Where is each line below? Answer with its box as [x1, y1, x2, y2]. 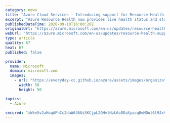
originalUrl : [5, 26, 33, 31]
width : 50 [18, 83, 39, 88]
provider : [5, 59, 26, 64]
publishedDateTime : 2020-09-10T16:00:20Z [5, 21, 94, 27]
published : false [5, 50, 42, 55]
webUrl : [5, 31, 22, 36]
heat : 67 [5, 45, 24, 50]
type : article [5, 36, 35, 41]
